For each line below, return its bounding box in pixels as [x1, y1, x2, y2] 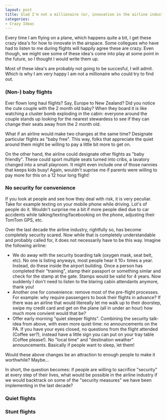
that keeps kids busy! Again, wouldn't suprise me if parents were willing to [5, 167, 158, 173]
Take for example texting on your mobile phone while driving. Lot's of [5, 201, 148, 207]
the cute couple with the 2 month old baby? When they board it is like [5, 105, 147, 111]
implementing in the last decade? [5, 382, 73, 388]
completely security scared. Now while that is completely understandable [5, 232, 156, 238]
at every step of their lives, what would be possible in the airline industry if [5, 372, 158, 378]
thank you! [12, 284, 34, 290]
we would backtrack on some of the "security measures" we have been [5, 377, 152, 383]
